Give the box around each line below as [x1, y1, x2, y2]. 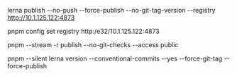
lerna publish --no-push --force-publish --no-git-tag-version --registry [7, 6, 216, 14]
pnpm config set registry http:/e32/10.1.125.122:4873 [7, 27, 160, 35]
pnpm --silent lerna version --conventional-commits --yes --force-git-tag [7, 54, 223, 63]
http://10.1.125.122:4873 [7, 13, 75, 22]
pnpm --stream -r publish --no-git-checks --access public [7, 41, 179, 49]
